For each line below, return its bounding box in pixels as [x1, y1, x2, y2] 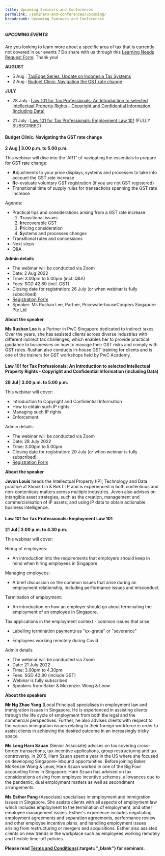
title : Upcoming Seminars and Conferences [5, 7, 93, 12]
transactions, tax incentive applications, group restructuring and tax [19, 748, 157, 754]
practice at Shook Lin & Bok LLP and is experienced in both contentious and [5, 483, 159, 489]
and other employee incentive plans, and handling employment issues [5, 820, 146, 826]
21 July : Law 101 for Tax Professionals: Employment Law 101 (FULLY [12, 118, 151, 123]
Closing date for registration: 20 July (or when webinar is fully [12, 448, 137, 455]
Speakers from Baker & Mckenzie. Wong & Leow [12, 682, 110, 688]
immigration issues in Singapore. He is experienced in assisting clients [5, 707, 147, 713]
